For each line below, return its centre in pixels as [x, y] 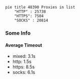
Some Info [18, 33]
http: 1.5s [22, 62]
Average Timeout [24, 45]
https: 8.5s [24, 67]
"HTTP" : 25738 [30, 12]
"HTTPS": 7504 [29, 16]
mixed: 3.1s [24, 56]
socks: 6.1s [24, 72]
